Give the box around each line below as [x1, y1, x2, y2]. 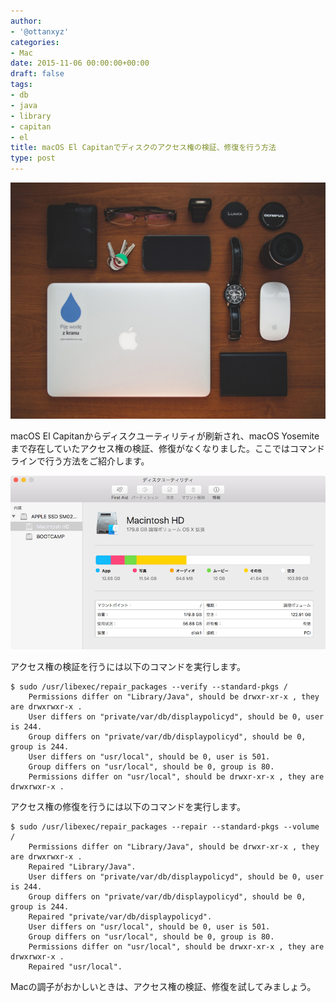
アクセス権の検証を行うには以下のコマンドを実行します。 [10, 661, 246, 673]
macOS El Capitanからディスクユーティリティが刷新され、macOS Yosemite [10, 430, 320, 442]
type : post [10, 153, 56, 164]
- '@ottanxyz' [10, 26, 70, 37]
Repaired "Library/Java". [28, 862, 137, 872]
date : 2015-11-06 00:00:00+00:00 [10, 58, 150, 69]
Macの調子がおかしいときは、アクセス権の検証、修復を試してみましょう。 [10, 981, 317, 993]
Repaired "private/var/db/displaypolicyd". [28, 912, 213, 922]
